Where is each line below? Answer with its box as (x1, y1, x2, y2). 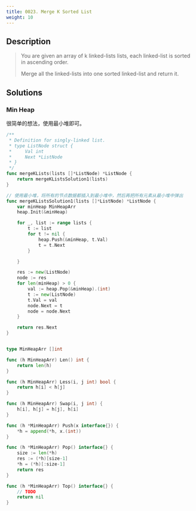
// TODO (17, 488, 36, 495)
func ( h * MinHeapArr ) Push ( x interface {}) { (6, 423, 119, 429)
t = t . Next (38, 242, 66, 248)
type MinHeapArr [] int (6, 346, 63, 352)
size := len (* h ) (17, 450, 58, 456)
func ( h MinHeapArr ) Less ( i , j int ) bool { (6, 379, 117, 385)
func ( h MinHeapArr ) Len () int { (6, 357, 90, 363)
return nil (17, 494, 44, 500)
